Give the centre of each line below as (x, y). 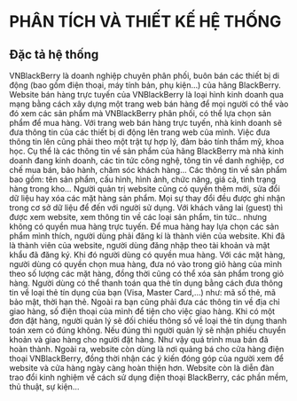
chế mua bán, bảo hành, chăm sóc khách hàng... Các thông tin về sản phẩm (148, 170)
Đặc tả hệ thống (54, 55)
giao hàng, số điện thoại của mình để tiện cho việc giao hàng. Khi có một (142, 311)
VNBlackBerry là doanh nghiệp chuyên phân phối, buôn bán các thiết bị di (145, 75)
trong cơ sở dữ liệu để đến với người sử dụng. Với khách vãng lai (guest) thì (146, 208)
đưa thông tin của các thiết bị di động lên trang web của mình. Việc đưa (140, 132)
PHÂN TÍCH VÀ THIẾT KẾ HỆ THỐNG (145, 22)
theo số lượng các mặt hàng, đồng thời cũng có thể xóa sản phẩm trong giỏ (147, 274)
